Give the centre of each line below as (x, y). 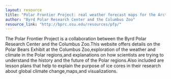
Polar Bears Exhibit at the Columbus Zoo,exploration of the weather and (80, 49)
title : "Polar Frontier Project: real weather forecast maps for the (81, 15)
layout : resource (24, 10)
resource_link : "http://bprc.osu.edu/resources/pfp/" (64, 24)
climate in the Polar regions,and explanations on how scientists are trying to (84, 55)
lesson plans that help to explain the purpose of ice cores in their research (83, 66)
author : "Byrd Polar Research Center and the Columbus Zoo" (70, 19)
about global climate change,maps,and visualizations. (62, 71)
